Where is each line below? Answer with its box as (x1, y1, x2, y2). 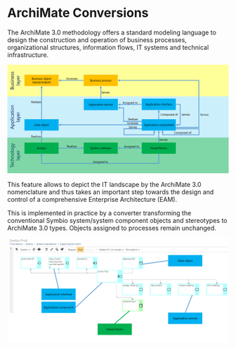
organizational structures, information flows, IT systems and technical (7, 43, 209, 51)
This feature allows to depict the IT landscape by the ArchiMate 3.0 (7, 180, 202, 188)
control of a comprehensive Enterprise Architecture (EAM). (7, 195, 178, 203)
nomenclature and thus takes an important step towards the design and (7, 188, 214, 196)
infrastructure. (7, 51, 49, 59)
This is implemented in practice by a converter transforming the (7, 209, 192, 217)
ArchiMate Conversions (7, 5, 149, 21)
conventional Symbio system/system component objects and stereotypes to (7, 216, 228, 224)
